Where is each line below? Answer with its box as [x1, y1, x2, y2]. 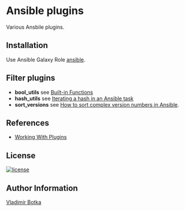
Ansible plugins [6, 4, 84, 18]
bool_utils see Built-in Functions [14, 89, 93, 96]
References [6, 118, 49, 128]
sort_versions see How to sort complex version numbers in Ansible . [14, 101, 180, 108]
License [6, 151, 36, 161]
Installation [6, 40, 48, 50]
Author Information [6, 183, 78, 193]
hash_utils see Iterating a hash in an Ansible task [14, 95, 134, 102]
